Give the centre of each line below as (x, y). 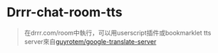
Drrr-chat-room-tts (64, 12)
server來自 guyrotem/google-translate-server (90, 41)
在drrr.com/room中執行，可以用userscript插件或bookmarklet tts (118, 33)
